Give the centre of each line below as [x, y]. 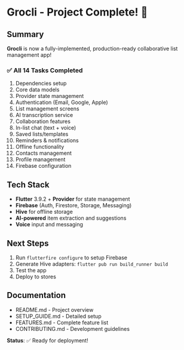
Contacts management [44, 153]
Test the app [31, 270]
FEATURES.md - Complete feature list [62, 323]
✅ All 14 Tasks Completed [45, 70]
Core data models [37, 90]
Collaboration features [43, 121]
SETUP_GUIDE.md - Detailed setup [58, 316]
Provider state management [50, 96]
